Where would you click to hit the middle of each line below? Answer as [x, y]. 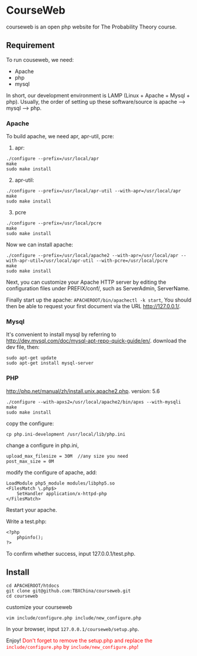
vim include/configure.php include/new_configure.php [74, 618]
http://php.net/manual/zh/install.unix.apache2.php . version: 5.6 [83, 391]
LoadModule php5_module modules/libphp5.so [61, 483]
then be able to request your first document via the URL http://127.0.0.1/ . [93, 306]
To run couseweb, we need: [40, 59]
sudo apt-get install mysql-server [50, 363]
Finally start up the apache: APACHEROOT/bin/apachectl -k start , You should [99, 300]
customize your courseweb [39, 607]
